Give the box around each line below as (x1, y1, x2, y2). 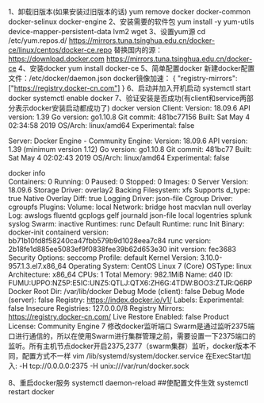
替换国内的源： (113, 45, 163, 54)
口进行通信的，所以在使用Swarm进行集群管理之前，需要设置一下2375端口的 (8, 331, 256, 340)
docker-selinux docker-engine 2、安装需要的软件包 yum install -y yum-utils (8, 17, 254, 26)
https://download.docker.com (8, 54, 105, 64)
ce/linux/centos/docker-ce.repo (8, 45, 113, 54)
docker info (8, 169, 46, 177)
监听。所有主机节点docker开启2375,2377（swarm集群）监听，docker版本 (8, 341, 250, 351)
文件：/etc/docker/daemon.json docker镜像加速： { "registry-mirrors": (8, 74, 238, 83)
